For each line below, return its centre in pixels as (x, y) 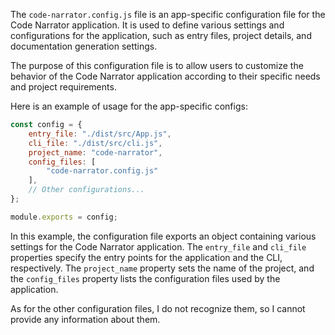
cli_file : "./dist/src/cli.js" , (95, 143)
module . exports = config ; (64, 217)
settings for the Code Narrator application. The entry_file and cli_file (158, 246)
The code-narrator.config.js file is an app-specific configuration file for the (168, 14)
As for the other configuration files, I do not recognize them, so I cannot (158, 308)
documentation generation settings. (84, 46)
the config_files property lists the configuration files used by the (145, 278)
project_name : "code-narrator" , (95, 152)
